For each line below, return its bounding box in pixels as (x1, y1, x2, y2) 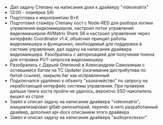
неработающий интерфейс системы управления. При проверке (9, 83, 145, 88)
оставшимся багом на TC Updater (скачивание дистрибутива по (9, 67, 146, 73)
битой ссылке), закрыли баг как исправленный (9, 73, 110, 78)
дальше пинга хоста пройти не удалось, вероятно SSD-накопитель (9, 88, 152, 94)
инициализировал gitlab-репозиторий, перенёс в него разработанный (9, 104, 158, 110)
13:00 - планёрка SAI (9, 9, 54, 15)
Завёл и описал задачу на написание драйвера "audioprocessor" (9, 115, 147, 120)
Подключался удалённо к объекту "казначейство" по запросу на (9, 78, 148, 83)
